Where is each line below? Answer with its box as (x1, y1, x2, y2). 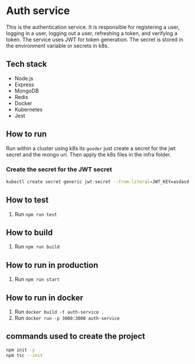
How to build (6, 227, 53, 237)
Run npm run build (14, 243, 60, 250)
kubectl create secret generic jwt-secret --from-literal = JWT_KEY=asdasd (6, 179, 190, 185)
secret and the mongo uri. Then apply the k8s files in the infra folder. (6, 151, 171, 158)
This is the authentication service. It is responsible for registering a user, (6, 23, 180, 30)
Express (14, 81, 34, 88)
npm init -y (6, 347, 35, 353)
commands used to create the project (6, 331, 145, 341)
